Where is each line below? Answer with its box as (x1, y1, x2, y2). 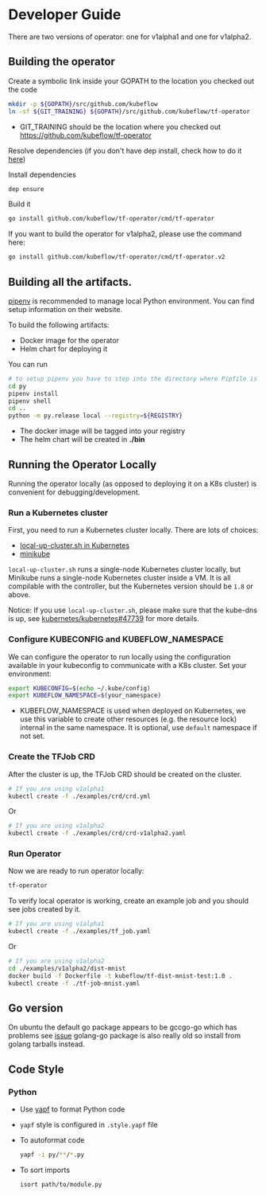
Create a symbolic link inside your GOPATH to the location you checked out (8, 76, 255, 85)
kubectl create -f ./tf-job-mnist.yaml (8, 979, 141, 987)
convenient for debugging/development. (8, 487, 141, 497)
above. (8, 590, 31, 600)
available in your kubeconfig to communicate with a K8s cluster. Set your (8, 660, 247, 670)
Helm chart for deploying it (19, 344, 108, 354)
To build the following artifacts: (8, 320, 110, 330)
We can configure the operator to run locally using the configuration (8, 651, 231, 662)
